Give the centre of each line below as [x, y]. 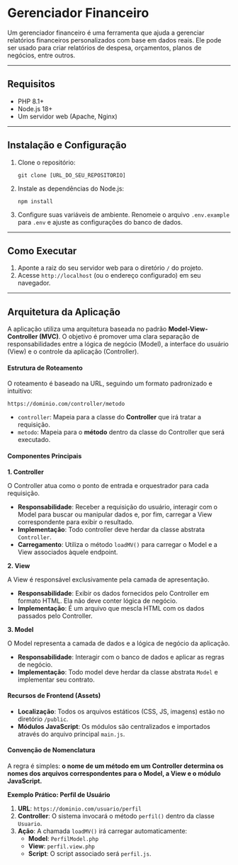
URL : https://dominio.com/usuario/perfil [79, 808]
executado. [34, 440]
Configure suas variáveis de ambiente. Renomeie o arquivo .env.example [124, 215]
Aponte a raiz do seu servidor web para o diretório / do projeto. [110, 268]
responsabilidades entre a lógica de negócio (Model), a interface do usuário [118, 344]
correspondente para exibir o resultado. [76, 521]
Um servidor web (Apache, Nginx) [68, 116]
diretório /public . [43, 719]
